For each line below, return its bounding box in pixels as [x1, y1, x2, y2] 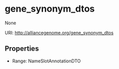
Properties [5, 44, 39, 53]
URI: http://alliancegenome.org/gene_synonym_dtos [5, 29, 114, 36]
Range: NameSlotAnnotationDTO [12, 58, 81, 64]
